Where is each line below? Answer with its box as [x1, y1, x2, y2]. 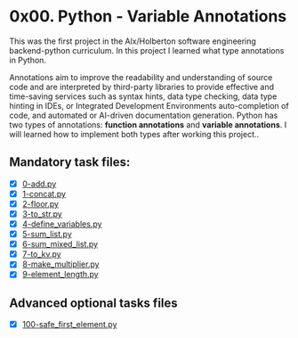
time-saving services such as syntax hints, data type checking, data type [9, 91, 278, 102]
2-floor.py [21, 198, 60, 209]
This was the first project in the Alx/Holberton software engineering [9, 36, 256, 46]
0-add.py [21, 178, 57, 189]
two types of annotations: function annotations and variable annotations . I [9, 119, 287, 130]
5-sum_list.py [21, 229, 73, 240]
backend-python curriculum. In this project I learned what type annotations [9, 45, 285, 55]
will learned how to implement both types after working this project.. [9, 128, 260, 139]
